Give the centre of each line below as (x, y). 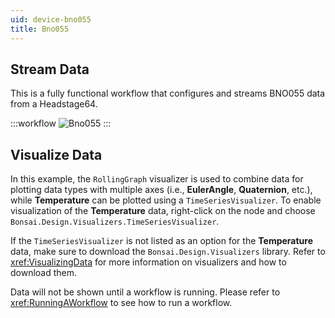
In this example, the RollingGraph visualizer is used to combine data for (157, 179)
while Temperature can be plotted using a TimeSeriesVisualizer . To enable (166, 200)
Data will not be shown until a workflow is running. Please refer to (145, 292)
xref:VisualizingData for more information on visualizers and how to (148, 262)
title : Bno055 (40, 29)
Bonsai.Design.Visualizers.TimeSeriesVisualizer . (115, 222)
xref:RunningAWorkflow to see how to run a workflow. (121, 303)
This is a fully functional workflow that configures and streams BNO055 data (168, 93)
